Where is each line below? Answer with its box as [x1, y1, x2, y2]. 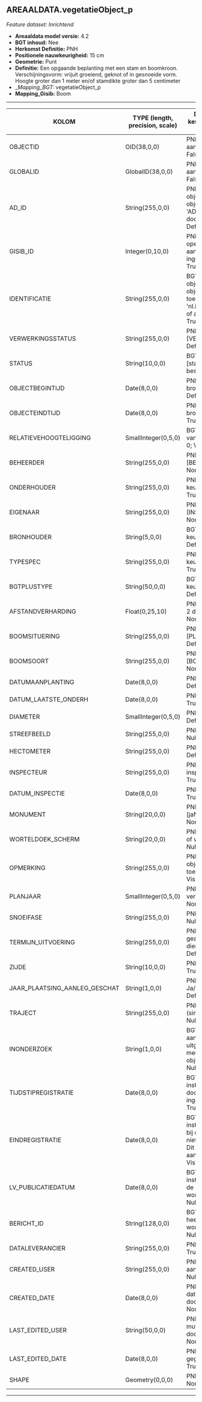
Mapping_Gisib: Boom [14, 90, 71, 97]
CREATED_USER [9, 1265, 55, 1273]
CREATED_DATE [9, 1293, 55, 1302]
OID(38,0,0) [125, 143, 160, 151]
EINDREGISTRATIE [9, 1136, 62, 1144]
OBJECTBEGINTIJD [9, 384, 65, 392]
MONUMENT [9, 810, 46, 819]
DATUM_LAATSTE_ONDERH [9, 695, 88, 703]
